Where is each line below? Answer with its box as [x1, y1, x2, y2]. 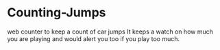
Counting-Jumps [7, 5, 106, 21]
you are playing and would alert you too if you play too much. [7, 34, 180, 42]
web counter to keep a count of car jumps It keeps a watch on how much [7, 27, 214, 36]
